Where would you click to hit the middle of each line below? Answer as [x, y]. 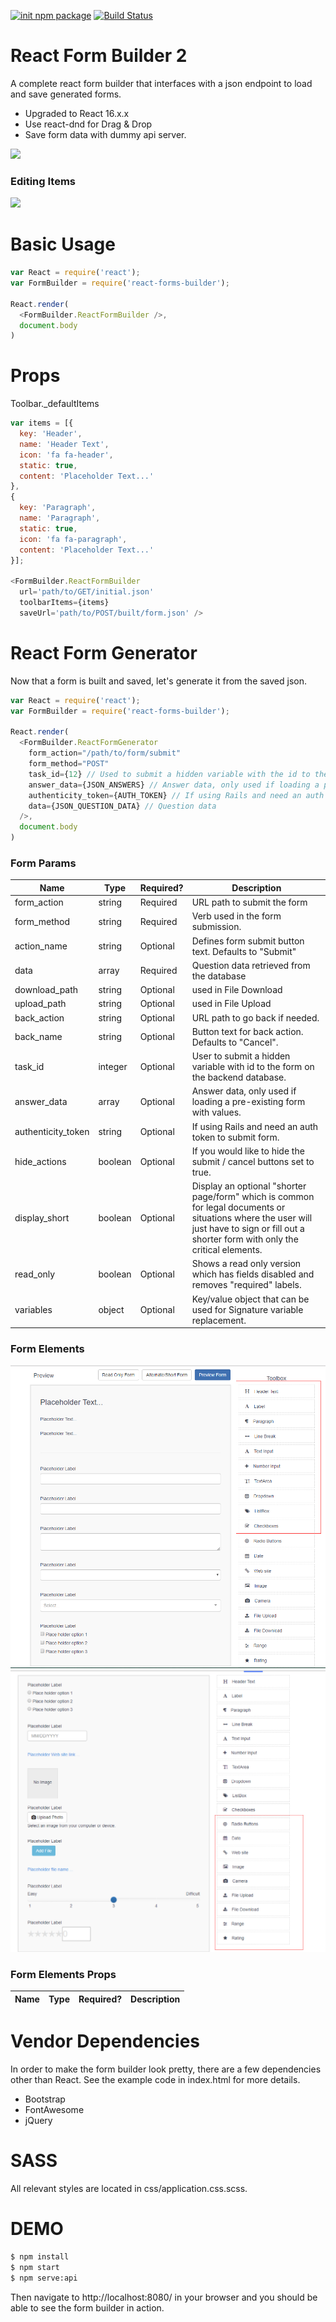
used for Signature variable [247, 1309]
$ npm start [35, 2267]
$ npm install [40, 2257]
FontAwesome [54, 2110]
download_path [46, 990]
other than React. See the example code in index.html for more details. [155, 2080]
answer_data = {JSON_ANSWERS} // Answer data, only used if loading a [174, 785]
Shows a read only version [246, 1264]
